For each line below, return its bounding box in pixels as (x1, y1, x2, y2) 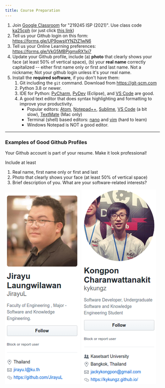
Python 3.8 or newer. (19, 85, 62, 91)
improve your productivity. (19, 101, 73, 107)
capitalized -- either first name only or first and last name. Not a (12, 64, 141, 70)
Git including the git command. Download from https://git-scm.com (19, 79, 157, 86)
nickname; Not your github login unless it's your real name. (12, 69, 132, 75)
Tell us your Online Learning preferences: (12, 43, 96, 49)
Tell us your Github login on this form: (12, 33, 88, 39)
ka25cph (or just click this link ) (12, 27, 75, 33)
